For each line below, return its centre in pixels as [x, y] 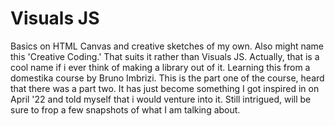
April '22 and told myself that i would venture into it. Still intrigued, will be [161, 99]
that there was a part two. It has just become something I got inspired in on [165, 88]
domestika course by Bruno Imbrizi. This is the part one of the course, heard [167, 78]
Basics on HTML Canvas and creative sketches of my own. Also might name [167, 46]
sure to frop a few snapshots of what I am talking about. [125, 109]
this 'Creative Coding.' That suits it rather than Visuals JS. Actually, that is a [165, 56]
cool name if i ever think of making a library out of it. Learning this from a [160, 67]
